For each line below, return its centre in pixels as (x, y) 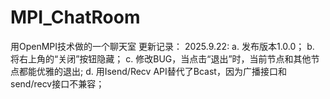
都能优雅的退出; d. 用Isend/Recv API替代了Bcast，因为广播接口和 (152, 71)
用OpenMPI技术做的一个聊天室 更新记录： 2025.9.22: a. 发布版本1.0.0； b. (162, 46)
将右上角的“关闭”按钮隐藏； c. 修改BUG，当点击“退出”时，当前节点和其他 (161, 58)
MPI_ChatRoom (75, 17)
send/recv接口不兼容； (57, 83)
